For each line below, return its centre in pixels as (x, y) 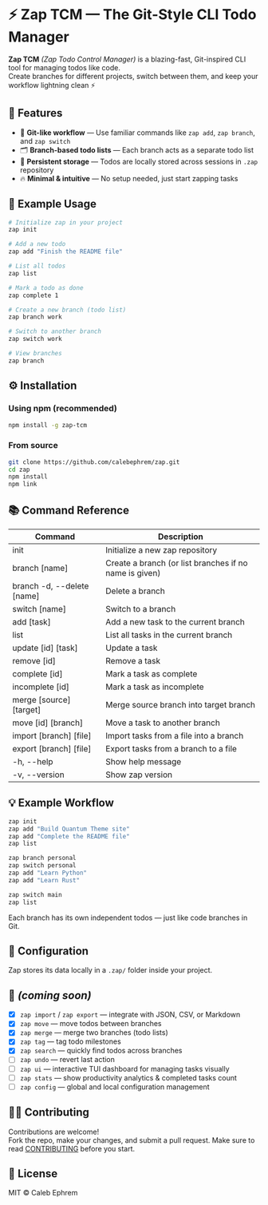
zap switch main (35, 894)
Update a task (132, 648)
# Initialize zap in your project (66, 222)
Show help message (144, 761)
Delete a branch (135, 591)
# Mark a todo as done (46, 287)
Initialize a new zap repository (162, 549)
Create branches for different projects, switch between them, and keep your (133, 76)
